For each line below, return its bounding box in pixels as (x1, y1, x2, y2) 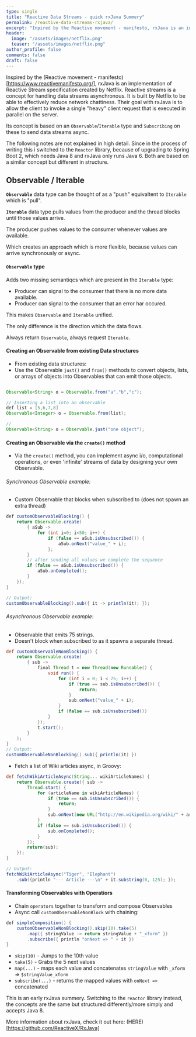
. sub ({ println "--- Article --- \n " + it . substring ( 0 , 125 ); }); (16, 877, 176, 883)
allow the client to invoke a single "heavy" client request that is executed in (6, 105, 186, 112)
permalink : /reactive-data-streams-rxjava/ (6, 19, 114, 25)
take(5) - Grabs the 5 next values (14, 959, 96, 966)
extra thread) (14, 502, 46, 509)
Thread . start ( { (27, 784, 66, 790)
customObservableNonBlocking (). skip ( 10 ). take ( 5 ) (16, 925, 137, 931)
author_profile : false (6, 47, 61, 53)
